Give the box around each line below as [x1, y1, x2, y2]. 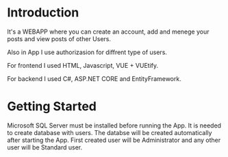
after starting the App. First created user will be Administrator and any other [7, 136, 221, 144]
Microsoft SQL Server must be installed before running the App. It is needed [7, 121, 221, 130]
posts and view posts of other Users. [7, 34, 112, 43]
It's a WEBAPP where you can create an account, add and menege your [7, 27, 210, 36]
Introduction [7, 5, 79, 21]
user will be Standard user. [7, 143, 83, 152]
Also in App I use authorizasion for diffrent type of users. [7, 48, 168, 56]
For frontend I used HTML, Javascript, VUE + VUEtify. [7, 61, 159, 69]
